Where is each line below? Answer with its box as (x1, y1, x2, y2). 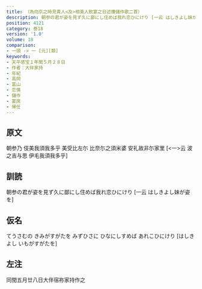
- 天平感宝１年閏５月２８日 (6, 59, 66, 65)
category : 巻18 (6, 25, 43, 32)
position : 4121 (6, 20, 44, 26)
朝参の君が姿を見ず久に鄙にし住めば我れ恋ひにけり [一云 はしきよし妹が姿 (6, 189, 191, 196)
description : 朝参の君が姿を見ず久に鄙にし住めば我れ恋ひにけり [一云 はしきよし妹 (6, 14, 193, 20)
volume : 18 (6, 37, 34, 43)
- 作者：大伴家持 (6, 64, 43, 71)
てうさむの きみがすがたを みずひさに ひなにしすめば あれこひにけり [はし (6, 232, 189, 239)
